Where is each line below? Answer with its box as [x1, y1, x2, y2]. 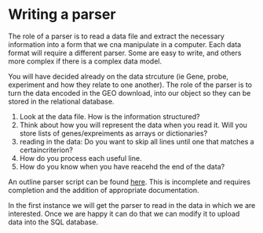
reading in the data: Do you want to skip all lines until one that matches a [19, 137, 254, 146]
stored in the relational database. [8, 96, 115, 106]
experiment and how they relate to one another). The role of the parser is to [8, 80, 253, 89]
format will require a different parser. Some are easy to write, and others [8, 48, 242, 57]
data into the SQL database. [8, 217, 98, 227]
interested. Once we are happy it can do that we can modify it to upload [8, 209, 240, 218]
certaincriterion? [19, 145, 73, 155]
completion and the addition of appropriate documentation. [8, 185, 199, 195]
